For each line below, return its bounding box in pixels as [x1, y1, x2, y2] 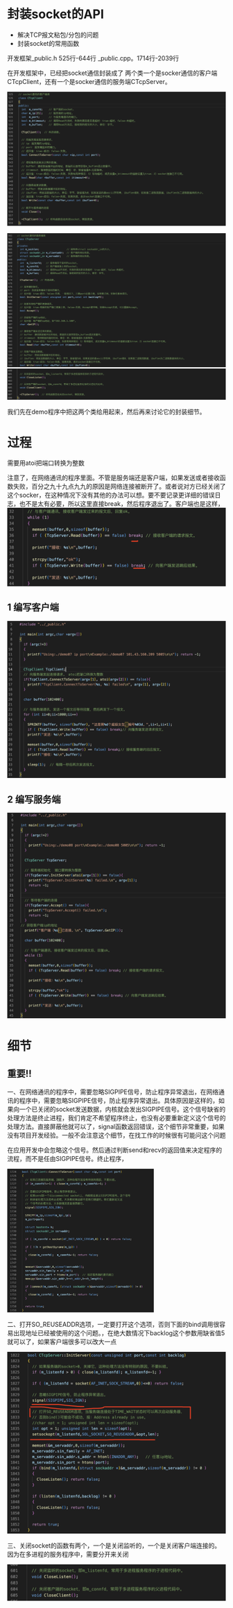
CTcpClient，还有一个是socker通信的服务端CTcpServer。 [7, 77, 171, 85]
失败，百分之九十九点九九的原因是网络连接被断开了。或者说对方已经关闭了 [12, 482, 226, 491]
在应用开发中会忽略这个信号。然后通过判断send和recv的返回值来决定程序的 [7, 1146, 223, 1154]
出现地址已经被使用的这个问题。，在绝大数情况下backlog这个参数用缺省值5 [12, 1329, 225, 1337]
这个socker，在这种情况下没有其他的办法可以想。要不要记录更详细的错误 [7, 491, 215, 500]
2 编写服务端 [7, 793, 61, 805]
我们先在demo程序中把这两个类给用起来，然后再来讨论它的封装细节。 [7, 407, 206, 416]
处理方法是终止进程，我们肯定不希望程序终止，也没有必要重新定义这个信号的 [7, 1113, 226, 1122]
